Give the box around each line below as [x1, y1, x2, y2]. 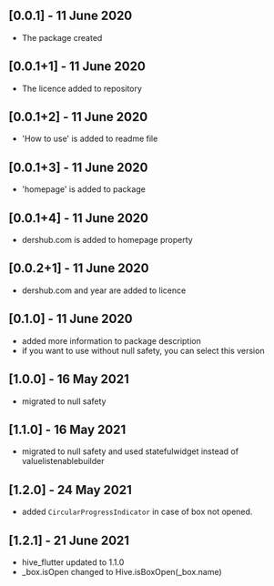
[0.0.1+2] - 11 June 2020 [8, 109, 148, 125]
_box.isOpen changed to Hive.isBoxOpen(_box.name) [21, 566, 222, 577]
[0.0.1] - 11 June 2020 [8, 8, 133, 24]
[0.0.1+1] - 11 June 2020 [8, 59, 147, 75]
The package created [21, 32, 103, 43]
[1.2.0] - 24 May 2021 [8, 482, 133, 498]
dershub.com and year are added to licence [21, 285, 187, 296]
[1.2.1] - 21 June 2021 [8, 532, 129, 548]
